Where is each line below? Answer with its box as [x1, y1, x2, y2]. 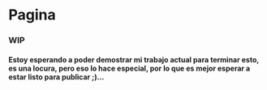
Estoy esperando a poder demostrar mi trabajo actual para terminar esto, [8, 54, 260, 64]
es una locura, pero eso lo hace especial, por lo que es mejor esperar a [8, 63, 251, 73]
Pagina [8, 6, 57, 24]
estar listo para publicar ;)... [8, 71, 105, 82]
